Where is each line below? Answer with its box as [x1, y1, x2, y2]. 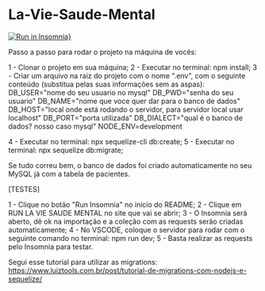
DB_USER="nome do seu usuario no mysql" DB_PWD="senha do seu [8, 87, 234, 97]
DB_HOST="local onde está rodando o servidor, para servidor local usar [8, 105, 244, 114]
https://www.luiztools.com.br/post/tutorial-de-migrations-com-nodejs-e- [8, 266, 248, 275]
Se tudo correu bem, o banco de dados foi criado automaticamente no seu [8, 160, 252, 170]
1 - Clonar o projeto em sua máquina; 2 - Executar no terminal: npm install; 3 [8, 62, 258, 72]
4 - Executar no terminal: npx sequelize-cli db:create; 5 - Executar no [8, 136, 235, 146]
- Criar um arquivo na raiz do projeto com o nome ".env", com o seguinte [8, 71, 246, 80]
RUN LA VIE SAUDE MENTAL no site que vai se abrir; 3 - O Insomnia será [8, 208, 248, 217]
